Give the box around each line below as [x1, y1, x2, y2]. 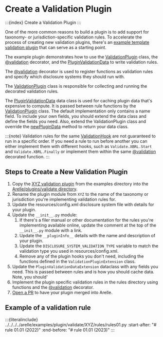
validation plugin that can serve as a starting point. [5, 44, 107, 50]
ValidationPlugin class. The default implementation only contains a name [5, 108, 150, 114]
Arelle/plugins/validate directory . [12, 186, 78, 192]
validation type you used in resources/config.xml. [19, 248, 119, 254]
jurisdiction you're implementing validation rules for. [12, 196, 116, 202]
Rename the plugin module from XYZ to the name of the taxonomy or [12, 191, 149, 197]
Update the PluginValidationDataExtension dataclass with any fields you [12, 263, 158, 269]
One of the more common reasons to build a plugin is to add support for [5, 29, 149, 35]
